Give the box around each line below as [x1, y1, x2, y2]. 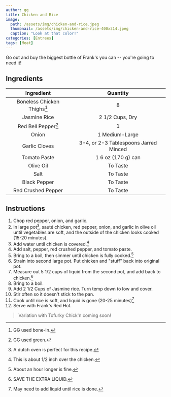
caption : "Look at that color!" [10, 31, 79, 36]
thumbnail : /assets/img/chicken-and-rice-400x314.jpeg [10, 26, 129, 31]
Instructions [6, 204, 45, 213]
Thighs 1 [28, 104, 48, 112]
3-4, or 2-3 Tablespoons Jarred [79, 139, 157, 147]
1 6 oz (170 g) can [95, 154, 141, 161]
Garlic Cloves [22, 142, 54, 150]
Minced [109, 146, 127, 153]
